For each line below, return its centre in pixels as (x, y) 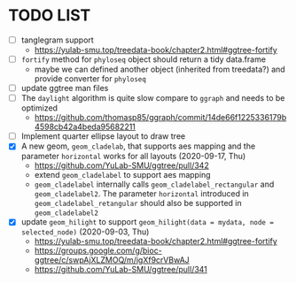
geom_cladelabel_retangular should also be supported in (138, 203)
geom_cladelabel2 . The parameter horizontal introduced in (141, 194)
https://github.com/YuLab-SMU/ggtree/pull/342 (121, 165)
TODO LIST (50, 15)
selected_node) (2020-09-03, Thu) (85, 232)
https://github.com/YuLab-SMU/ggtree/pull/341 (121, 270)
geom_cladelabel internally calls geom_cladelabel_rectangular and (154, 184)
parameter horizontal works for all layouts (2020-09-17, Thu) (133, 157)
